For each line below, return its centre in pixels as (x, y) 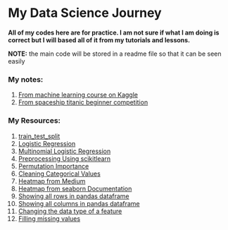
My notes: (26, 79)
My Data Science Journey (85, 13)
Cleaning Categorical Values (59, 174)
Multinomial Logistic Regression (64, 151)
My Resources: (34, 121)
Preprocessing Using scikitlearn (64, 158)
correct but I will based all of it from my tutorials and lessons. (99, 40)
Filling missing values (49, 218)
